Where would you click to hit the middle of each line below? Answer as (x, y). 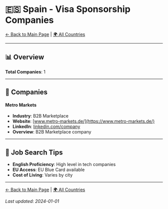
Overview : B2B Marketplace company (52, 132)
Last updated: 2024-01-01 (32, 201)
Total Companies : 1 (25, 71)
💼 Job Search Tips (34, 152)
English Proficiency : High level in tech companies (64, 164)
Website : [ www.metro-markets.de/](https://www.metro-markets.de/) (83, 121)
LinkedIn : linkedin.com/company (46, 126)
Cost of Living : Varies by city (42, 175)
